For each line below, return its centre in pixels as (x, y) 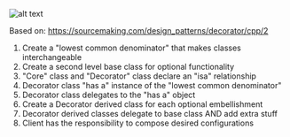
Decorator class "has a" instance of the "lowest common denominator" (152, 85)
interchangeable (52, 57)
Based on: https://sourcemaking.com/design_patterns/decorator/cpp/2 (139, 30)
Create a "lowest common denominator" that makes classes (131, 48)
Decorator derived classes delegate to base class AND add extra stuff (149, 114)
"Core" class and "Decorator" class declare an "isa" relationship (139, 76)
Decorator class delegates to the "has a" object (109, 95)
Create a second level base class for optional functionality (128, 67)
